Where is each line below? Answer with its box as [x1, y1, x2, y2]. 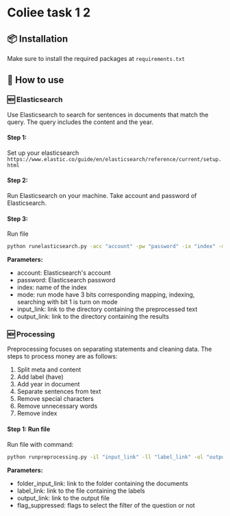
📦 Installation [7, 33, 68, 45]
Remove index [16, 409, 57, 417]
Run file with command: [7, 440, 74, 448]
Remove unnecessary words [16, 402, 98, 410]
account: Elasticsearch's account [16, 269, 111, 277]
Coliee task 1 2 [7, 5, 91, 21]
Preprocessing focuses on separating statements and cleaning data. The [7, 345, 212, 354]
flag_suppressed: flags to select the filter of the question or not [16, 501, 195, 509]
